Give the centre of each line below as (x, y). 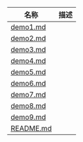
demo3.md (28, 50)
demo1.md (28, 27)
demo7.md (28, 95)
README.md (31, 128)
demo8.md (28, 106)
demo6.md (28, 83)
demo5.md (28, 72)
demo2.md (28, 38)
